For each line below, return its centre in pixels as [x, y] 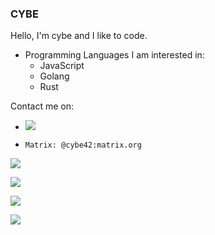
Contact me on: [42, 106]
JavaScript [62, 66]
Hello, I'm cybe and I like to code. [79, 36]
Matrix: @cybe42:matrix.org [83, 145]
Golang [54, 76]
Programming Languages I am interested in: [114, 55]
